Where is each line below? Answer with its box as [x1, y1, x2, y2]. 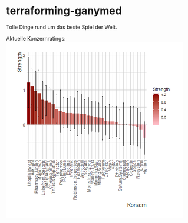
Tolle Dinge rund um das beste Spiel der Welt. [6, 24, 117, 31]
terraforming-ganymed [6, 4, 122, 18]
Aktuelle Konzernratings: [6, 35, 66, 42]
